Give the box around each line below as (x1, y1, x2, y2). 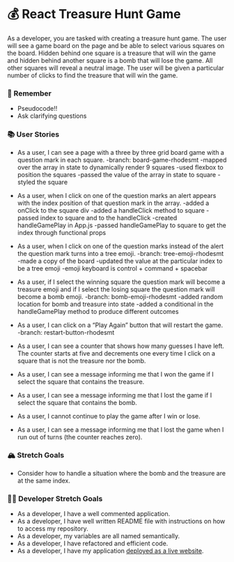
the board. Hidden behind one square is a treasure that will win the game (7, 49, 216, 57)
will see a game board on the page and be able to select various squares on (7, 41, 225, 50)
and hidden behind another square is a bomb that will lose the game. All (7, 56, 213, 64)
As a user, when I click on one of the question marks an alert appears (17, 191, 217, 199)
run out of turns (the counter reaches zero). (17, 432, 143, 441)
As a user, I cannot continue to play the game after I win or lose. (17, 411, 201, 420)
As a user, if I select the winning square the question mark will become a (17, 278, 226, 286)
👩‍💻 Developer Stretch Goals (7, 494, 103, 503)
